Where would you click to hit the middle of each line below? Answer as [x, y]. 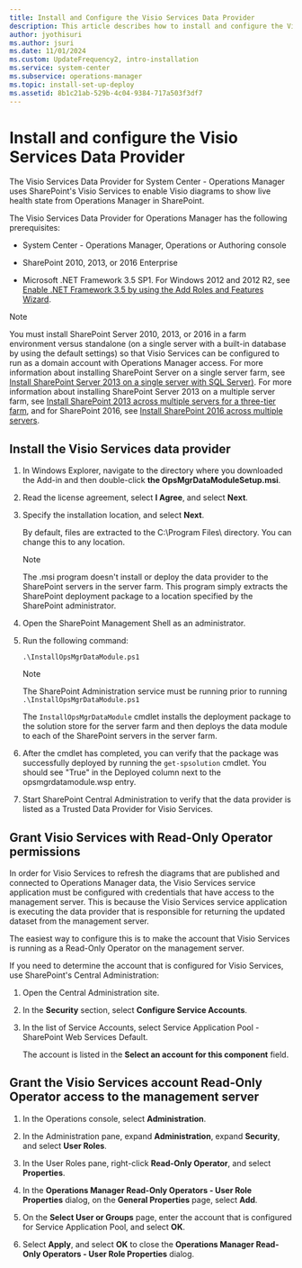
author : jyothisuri [46, 34]
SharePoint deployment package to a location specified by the [138, 597]
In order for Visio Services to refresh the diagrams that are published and [145, 873]
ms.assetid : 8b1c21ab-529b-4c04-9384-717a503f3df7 [106, 93]
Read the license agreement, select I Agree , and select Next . [135, 497]
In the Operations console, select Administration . [114, 1118]
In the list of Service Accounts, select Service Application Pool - [141, 1027]
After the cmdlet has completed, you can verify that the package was [150, 753]
